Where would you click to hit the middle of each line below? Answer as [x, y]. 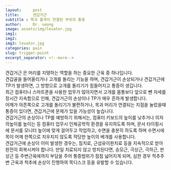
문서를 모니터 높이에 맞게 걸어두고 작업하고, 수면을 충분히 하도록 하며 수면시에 [88, 131]
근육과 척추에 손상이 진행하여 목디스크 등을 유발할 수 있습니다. [72, 162]
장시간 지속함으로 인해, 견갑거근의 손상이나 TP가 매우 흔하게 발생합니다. [76, 98]
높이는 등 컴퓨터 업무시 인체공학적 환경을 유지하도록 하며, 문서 [84, 124]
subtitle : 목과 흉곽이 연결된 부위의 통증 [45, 19]
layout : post [24, 10]
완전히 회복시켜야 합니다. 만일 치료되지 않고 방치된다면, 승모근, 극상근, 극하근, [82, 150]
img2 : [11, 39]
